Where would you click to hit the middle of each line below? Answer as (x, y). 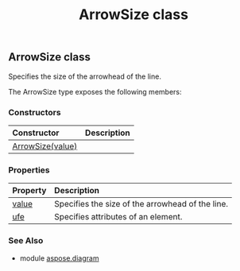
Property (29, 191)
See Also (26, 241)
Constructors (35, 112)
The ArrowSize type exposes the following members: (95, 91)
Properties (29, 170)
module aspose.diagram (59, 258)
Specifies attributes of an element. (118, 217)
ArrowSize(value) (45, 146)
